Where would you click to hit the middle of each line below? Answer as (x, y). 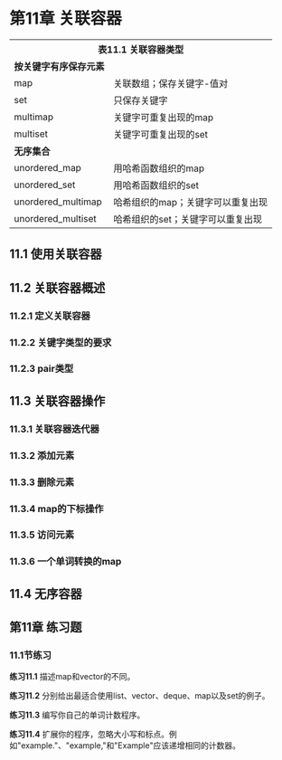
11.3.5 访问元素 (42, 535)
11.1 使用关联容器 (56, 254)
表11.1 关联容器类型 (141, 49)
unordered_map (47, 167)
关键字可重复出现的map (164, 117)
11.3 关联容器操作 (57, 400)
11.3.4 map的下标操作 (56, 508)
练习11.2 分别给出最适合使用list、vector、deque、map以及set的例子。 (140, 696)
